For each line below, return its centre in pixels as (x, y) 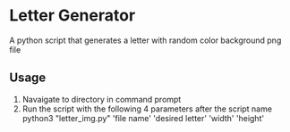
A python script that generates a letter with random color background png (145, 40)
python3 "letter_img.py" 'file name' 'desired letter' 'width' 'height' (143, 118)
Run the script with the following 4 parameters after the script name (147, 109)
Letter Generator (72, 16)
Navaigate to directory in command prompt (102, 99)
